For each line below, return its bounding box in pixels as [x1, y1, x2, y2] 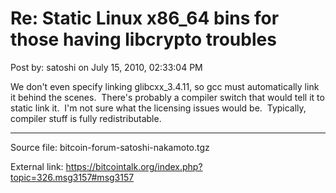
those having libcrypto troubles [10, 28, 277, 51]
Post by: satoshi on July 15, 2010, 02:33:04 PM [10, 61, 203, 73]
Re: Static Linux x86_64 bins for [10, 7, 280, 30]
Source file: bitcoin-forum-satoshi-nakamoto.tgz [10, 141, 210, 153]
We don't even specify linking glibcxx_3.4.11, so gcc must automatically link [10, 80, 320, 92]
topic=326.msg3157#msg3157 [10, 171, 135, 183]
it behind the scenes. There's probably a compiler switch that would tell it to [10, 91, 325, 103]
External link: [10, 160, 64, 172]
